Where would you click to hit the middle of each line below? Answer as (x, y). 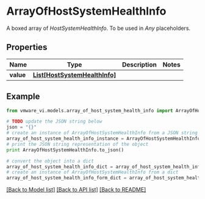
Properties (27, 47)
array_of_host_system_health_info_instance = (65, 139)
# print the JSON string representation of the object (77, 144)
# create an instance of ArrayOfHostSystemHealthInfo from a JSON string (102, 133)
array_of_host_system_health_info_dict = (60, 167)
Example (23, 97)
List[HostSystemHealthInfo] (74, 74)
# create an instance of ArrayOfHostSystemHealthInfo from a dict (92, 172)
